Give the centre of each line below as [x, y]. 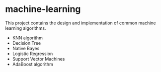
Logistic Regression [33, 54]
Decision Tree [27, 43]
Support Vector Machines [39, 59]
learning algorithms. [26, 28]
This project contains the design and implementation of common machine [81, 23]
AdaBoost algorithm [33, 64]
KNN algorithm [28, 38]
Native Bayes [26, 48]
